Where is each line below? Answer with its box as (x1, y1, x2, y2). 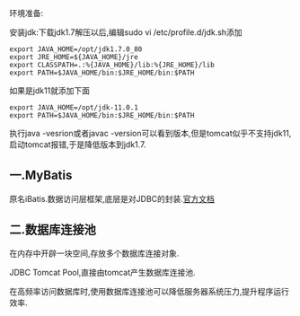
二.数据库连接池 (9, 223, 97, 238)
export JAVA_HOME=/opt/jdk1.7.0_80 (9, 45, 143, 54)
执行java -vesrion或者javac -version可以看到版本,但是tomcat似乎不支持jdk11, (9, 128, 292, 138)
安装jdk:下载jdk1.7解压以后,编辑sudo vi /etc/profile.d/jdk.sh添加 (9, 27, 243, 38)
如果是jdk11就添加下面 (9, 85, 91, 96)
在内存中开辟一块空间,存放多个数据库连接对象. (9, 248, 180, 259)
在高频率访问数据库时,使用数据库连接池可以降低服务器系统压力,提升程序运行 (9, 285, 290, 296)
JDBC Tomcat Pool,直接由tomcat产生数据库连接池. (9, 267, 196, 277)
